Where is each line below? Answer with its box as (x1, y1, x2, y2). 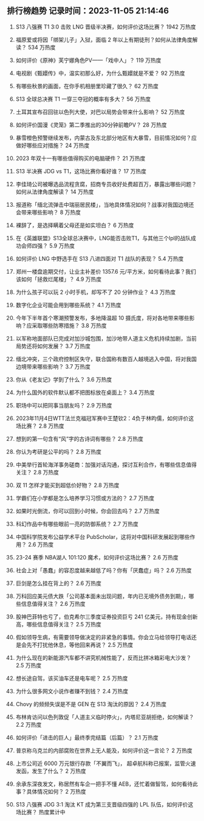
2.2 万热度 (15, 721, 42, 728)
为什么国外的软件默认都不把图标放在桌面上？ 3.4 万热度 (15, 389, 155, 396)
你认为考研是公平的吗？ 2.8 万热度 (15, 448, 102, 455)
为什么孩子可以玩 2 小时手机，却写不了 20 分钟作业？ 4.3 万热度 (15, 288, 176, 296)
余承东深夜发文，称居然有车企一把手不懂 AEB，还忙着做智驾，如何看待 (15, 780, 193, 788)
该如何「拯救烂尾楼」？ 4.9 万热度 (15, 275, 102, 283)
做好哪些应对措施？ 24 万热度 (15, 142, 90, 149)
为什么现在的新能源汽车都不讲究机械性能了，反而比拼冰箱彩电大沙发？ (15, 654, 192, 661)
